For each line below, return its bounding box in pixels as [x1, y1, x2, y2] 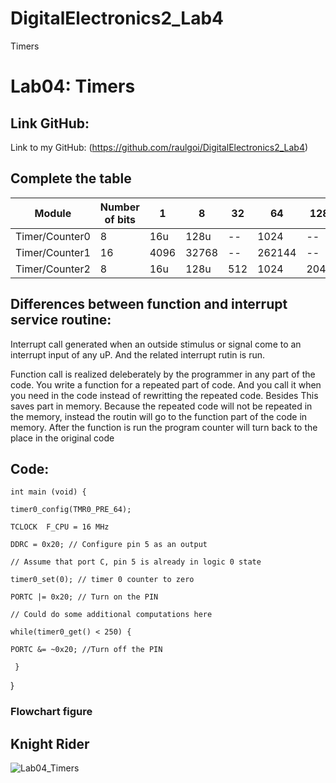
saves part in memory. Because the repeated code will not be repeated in [10, 400, 313, 412]
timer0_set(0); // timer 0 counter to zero [10, 575, 195, 585]
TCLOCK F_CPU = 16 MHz [10, 522, 110, 532]
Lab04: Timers [10, 75, 136, 98]
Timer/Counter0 [15, 229, 91, 243]
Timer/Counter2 [15, 262, 91, 276]
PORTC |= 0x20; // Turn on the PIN [10, 592, 159, 602]
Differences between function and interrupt [10, 296, 288, 313]
